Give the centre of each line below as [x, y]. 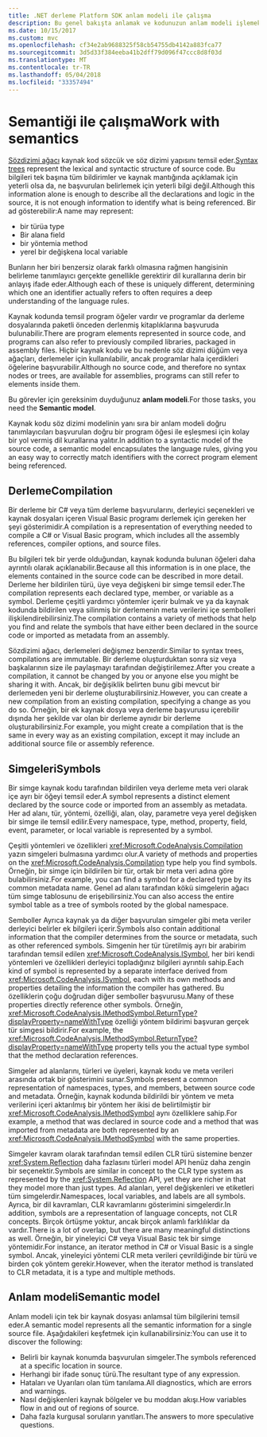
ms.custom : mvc [33, 38]
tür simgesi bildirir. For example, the [66, 1030]
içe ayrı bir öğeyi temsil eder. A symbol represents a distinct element [119, 796]
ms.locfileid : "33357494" [51, 82]
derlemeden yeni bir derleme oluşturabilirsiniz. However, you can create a [128, 693]
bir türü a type [42, 227]
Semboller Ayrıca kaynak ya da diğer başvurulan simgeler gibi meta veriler [130, 921]
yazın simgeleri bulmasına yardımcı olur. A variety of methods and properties [133, 854]
